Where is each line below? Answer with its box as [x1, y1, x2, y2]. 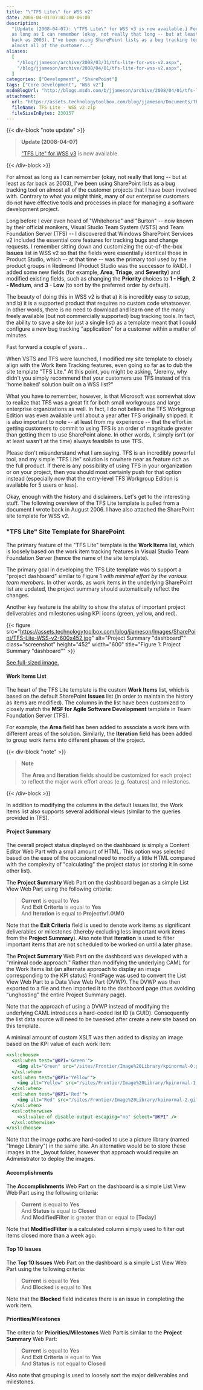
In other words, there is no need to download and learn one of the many [6, 306, 185, 313]
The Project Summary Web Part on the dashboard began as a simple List [6, 879, 189, 886]
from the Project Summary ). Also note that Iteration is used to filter [6, 935, 175, 942]
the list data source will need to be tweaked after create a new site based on [6, 1016, 196, 1023]
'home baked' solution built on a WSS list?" [6, 381, 114, 388]
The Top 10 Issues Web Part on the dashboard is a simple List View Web [6, 1259, 187, 1266]
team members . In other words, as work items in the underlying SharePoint [6, 579, 193, 586]
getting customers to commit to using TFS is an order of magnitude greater [6, 424, 193, 432]
